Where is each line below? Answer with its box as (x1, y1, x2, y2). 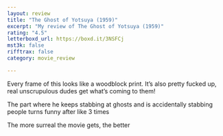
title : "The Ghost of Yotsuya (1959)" (7, 16, 118, 23)
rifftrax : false (7, 49, 54, 56)
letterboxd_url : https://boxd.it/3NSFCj (7, 36, 125, 43)
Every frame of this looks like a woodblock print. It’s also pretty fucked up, (7, 80, 218, 88)
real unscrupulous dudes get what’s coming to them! (7, 87, 156, 95)
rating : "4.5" (7, 29, 48, 36)
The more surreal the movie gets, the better (7, 121, 130, 129)
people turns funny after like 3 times (7, 107, 110, 115)
